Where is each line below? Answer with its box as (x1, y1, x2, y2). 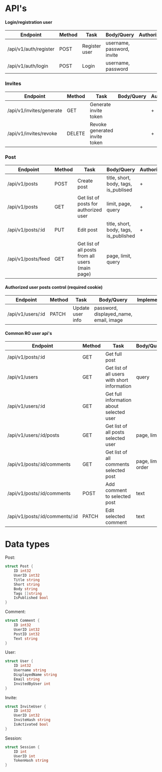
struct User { (5, 659, 34, 664)
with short (105, 377, 129, 383)
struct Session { (5, 744, 40, 749)
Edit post (77, 226, 98, 233)
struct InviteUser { (5, 704, 47, 709)
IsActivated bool (13, 722, 49, 727)
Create (77, 177, 93, 184)
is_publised (107, 186, 133, 193)
